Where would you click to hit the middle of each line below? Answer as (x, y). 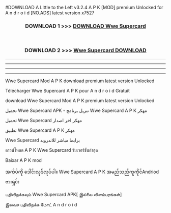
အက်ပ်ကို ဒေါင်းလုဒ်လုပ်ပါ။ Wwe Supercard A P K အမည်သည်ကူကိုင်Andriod (82, 172)
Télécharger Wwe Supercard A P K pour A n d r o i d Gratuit (67, 90)
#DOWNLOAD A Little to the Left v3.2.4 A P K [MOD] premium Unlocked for (84, 7)
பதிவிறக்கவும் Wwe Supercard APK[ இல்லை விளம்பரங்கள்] (64, 194)
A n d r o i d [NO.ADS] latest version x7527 (50, 13)
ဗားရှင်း (12, 181)
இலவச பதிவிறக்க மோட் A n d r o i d (41, 204)
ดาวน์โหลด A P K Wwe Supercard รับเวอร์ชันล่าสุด (52, 150)
